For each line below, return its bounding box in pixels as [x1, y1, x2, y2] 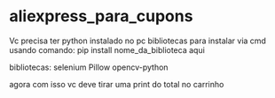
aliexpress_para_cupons [9, 6, 193, 26]
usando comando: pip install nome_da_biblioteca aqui [9, 44, 206, 55]
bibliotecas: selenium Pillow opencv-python [9, 62, 169, 72]
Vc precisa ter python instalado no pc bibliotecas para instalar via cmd [9, 35, 266, 46]
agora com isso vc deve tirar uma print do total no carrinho [9, 79, 224, 89]
